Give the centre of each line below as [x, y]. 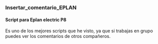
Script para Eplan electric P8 [36, 20]
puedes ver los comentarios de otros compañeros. [58, 36]
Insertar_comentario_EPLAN [41, 8]
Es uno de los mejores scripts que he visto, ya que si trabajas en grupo [79, 31]
